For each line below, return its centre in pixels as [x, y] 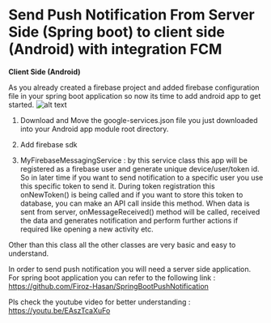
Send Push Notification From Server [131, 15]
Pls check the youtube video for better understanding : [100, 302]
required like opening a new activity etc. [87, 229]
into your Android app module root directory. [94, 129]
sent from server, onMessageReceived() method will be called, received [140, 211]
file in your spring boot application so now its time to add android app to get [135, 96]
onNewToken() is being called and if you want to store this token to [131, 194]
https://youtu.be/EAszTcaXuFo [59, 310]
